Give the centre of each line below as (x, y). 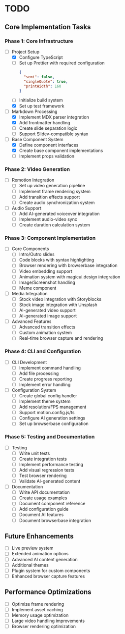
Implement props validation (47, 156)
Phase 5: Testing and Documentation (50, 437)
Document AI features (41, 515)
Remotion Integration (33, 180)
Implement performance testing (51, 464)
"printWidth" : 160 (42, 86)
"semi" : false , (39, 77)
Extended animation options (40, 554)
